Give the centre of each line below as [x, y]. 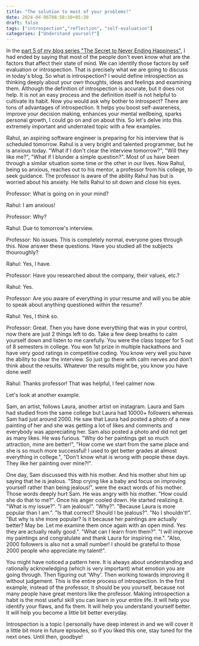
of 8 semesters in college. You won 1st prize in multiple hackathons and [94, 347]
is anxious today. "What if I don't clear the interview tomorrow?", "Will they [97, 151]
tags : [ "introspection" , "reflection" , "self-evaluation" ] [79, 28]
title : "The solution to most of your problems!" [69, 12]
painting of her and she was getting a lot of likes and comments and [89, 426]
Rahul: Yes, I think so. [32, 316]
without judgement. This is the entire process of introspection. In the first [95, 581]
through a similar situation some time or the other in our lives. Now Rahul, [96, 163]
